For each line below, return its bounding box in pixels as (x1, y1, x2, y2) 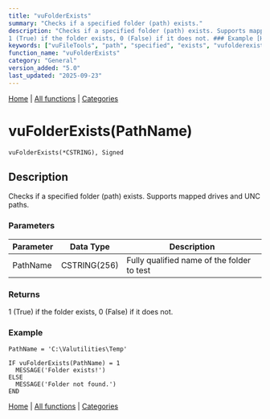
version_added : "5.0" (8, 64, 81, 72)
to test (126, 265, 151, 276)
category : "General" (8, 57, 78, 65)
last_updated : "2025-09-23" (8, 72, 103, 80)
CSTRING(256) (60, 259, 119, 270)
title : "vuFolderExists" (8, 11, 92, 20)
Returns (8, 289, 40, 300)
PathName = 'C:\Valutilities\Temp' (8, 345, 128, 354)
